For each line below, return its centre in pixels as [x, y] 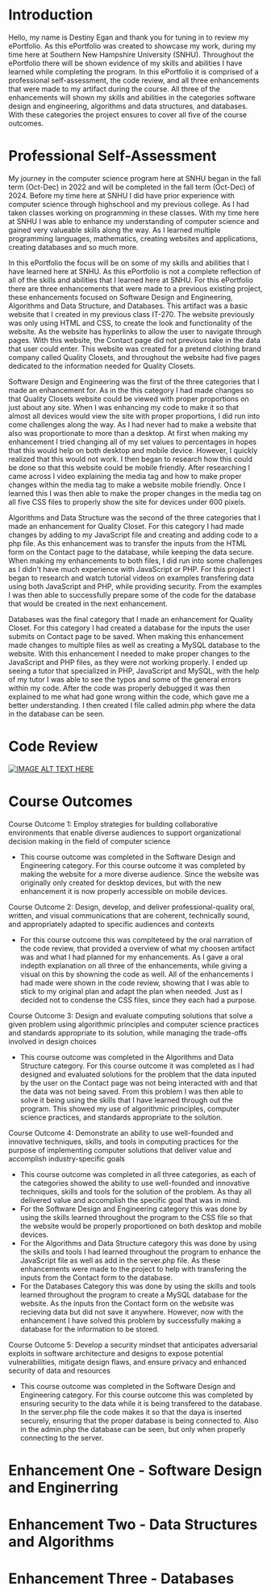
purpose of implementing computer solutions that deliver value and [120, 1150]
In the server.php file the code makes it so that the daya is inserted [131, 1412]
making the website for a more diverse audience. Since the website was [140, 874]
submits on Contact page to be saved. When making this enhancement [126, 636]
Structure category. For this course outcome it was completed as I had [137, 1065]
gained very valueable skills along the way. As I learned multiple [115, 230]
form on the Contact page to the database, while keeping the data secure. [131, 552]
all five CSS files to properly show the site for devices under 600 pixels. [127, 502]
